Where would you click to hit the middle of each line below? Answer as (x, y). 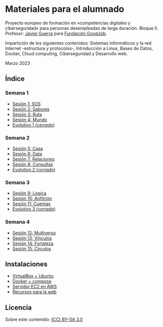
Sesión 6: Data (27, 154)
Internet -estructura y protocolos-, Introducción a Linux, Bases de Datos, (79, 48)
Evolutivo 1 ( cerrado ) (33, 125)
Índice (15, 79)
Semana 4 (18, 222)
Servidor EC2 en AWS (34, 287)
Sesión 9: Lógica (29, 193)
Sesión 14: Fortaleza (33, 243)
